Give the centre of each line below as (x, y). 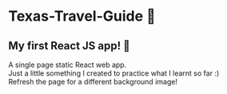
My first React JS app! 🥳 (69, 46)
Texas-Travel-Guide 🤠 (82, 16)
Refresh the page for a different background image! (93, 82)
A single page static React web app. (68, 65)
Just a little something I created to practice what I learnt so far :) (114, 73)
